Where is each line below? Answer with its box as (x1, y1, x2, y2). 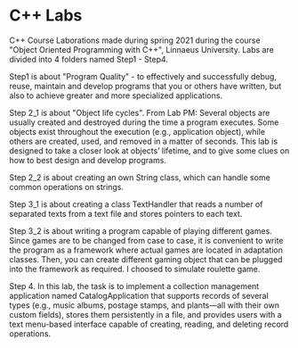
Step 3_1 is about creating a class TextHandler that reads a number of (9, 198, 263, 210)
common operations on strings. (9, 181, 125, 192)
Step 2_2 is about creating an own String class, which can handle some (9, 171, 271, 183)
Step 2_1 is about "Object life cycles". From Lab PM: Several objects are (9, 107, 270, 118)
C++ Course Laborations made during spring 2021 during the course (9, 35, 261, 46)
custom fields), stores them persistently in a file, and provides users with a (9, 309, 282, 319)
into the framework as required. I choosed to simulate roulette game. (9, 263, 261, 274)
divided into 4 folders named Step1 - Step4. (9, 54, 169, 64)
